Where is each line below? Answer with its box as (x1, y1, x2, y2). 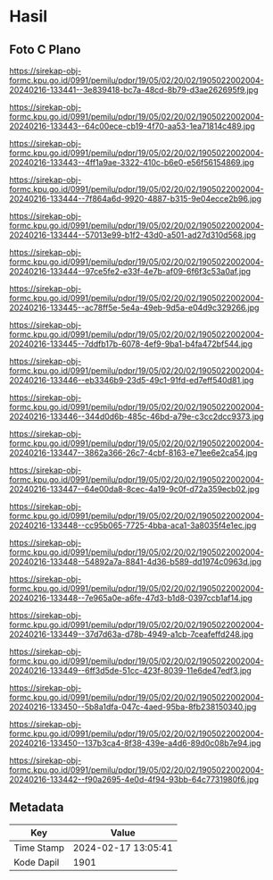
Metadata (9, 800, 64, 815)
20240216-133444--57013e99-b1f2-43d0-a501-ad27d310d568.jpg (9, 230, 257, 240)
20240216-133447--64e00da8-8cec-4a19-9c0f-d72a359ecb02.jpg (9, 484, 261, 494)
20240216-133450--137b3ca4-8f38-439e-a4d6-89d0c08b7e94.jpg (9, 738, 261, 748)
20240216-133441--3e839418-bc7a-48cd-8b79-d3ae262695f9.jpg (9, 85, 259, 95)
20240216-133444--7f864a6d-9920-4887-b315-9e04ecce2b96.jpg (9, 194, 261, 204)
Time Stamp (13, 842, 65, 854)
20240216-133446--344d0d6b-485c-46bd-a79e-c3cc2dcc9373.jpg (9, 411, 265, 422)
